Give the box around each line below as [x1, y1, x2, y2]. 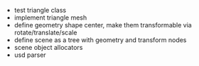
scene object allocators [14, 44, 83, 51]
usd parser [14, 51, 46, 59]
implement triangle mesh [14, 13, 87, 22]
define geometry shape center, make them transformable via [14, 21, 192, 29]
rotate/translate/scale [14, 28, 77, 37]
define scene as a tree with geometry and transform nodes [14, 36, 187, 44]
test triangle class [14, 6, 66, 14]
